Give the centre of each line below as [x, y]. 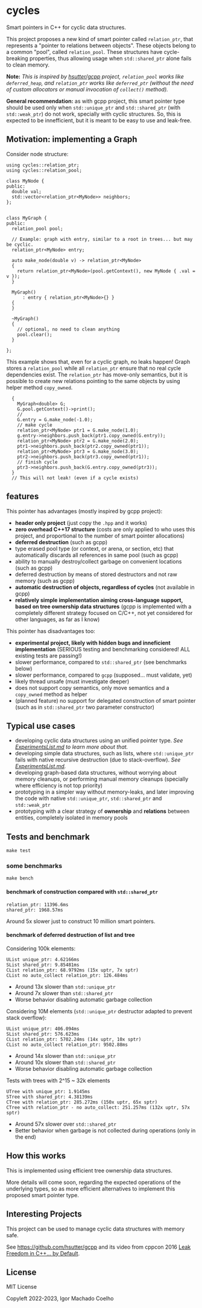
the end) [25, 1137]
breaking [17, 58]
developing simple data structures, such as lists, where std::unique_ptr [104, 754]
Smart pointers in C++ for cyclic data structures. [66, 27]
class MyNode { [25, 181]
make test [19, 851]
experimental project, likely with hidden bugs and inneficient [93, 643]
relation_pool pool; [37, 228]
